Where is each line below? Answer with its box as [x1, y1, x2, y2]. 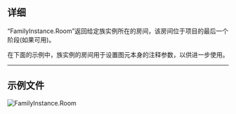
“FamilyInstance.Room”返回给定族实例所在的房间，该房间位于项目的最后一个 [7, 27, 229, 35]
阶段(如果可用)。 [7, 35, 55, 44]
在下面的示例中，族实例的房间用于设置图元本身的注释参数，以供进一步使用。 [7, 50, 229, 58]
